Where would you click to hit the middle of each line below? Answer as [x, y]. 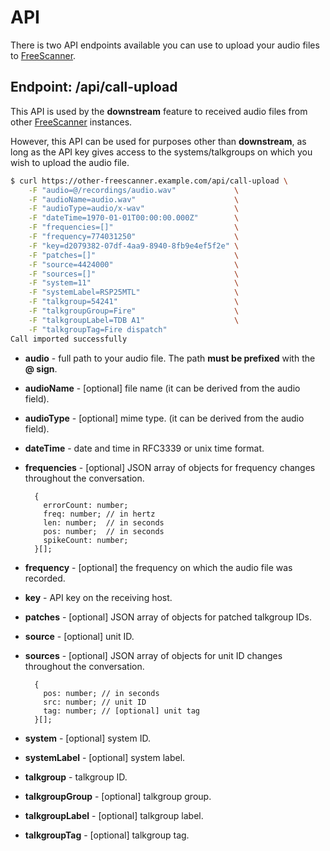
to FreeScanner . [43, 55]
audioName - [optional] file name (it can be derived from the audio [162, 388]
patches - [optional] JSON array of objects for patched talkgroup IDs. [168, 617]
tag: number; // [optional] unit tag [121, 711]
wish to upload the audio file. [70, 162]
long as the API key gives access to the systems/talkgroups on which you [161, 152]
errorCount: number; [86, 505]
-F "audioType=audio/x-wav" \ [134, 209]
